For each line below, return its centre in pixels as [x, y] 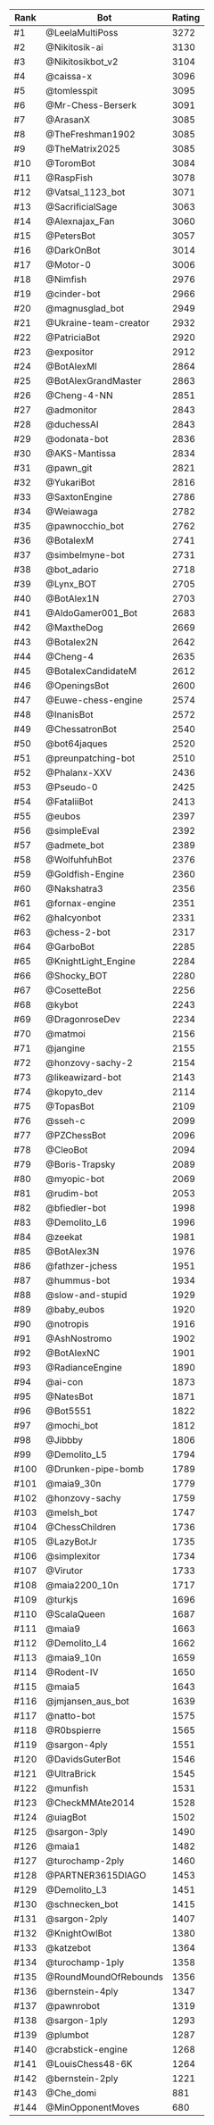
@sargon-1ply [77, 2020]
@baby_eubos [75, 1309]
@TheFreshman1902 [91, 134]
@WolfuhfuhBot [79, 859]
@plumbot [67, 2035]
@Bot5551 [69, 1411]
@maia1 [63, 1846]
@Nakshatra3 [75, 889]
